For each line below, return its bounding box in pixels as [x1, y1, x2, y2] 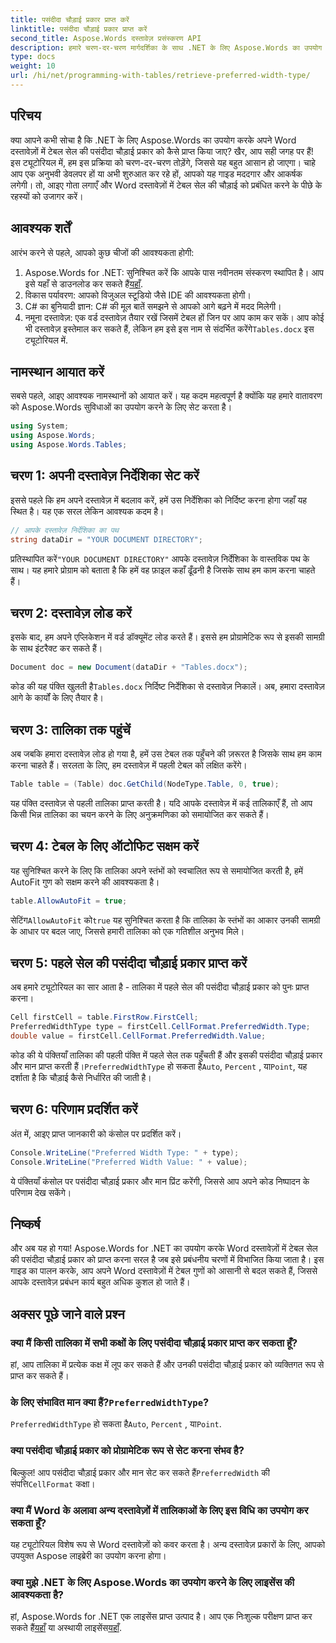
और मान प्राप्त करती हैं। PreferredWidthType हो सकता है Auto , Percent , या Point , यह [10, 1061, 308, 1072]
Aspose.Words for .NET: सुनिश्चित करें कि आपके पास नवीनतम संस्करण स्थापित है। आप [24, 266, 324, 278]
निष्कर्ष [10, 1216, 41, 1233]
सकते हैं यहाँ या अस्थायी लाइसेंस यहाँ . [10, 1622, 122, 1634]
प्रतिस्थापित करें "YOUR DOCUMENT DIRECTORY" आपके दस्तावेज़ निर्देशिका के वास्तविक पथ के [10, 552, 310, 565]
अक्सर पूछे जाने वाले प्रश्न [10, 1306, 125, 1323]
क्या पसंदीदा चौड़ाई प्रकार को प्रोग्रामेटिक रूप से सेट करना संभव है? [10, 1444, 245, 1458]
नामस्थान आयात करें [10, 363, 105, 380]
